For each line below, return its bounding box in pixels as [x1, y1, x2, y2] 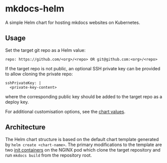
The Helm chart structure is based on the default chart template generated [5, 136, 159, 142]
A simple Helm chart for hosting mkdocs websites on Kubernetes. [5, 19, 140, 25]
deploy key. [5, 99, 29, 105]
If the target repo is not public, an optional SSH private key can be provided [5, 65, 160, 71]
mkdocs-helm [5, 3, 64, 14]
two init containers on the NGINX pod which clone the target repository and [5, 147, 161, 153]
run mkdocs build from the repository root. [5, 152, 92, 158]
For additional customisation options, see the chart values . [5, 108, 126, 115]
